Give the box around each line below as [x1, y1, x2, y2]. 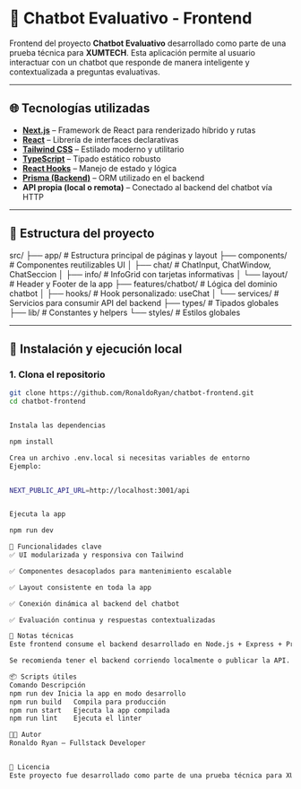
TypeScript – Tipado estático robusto [21, 153, 161, 164]
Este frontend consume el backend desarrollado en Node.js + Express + [9, 640, 282, 649]
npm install [9, 437, 54, 446]
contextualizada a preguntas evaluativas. [9, 66, 161, 77]
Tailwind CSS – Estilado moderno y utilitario [21, 144, 185, 154]
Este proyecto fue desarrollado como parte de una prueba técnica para [9, 771, 282, 780]
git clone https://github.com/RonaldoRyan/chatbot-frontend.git [9, 389, 254, 398]
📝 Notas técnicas [9, 632, 74, 641]
